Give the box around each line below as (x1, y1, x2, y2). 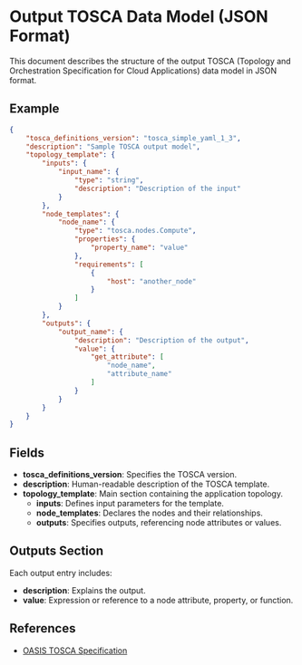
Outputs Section (9, 544, 104, 559)
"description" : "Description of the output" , (73, 335, 249, 345)
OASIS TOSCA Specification (22, 645, 128, 656)
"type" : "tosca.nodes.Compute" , (73, 226, 197, 236)
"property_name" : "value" (90, 243, 189, 252)
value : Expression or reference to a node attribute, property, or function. (22, 594, 294, 605)
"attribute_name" (106, 370, 172, 379)
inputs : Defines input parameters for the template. (35, 498, 225, 509)
